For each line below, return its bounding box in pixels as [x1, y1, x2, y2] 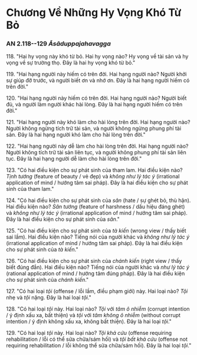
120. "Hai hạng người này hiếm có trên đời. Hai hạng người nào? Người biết [6, 95, 187, 102]
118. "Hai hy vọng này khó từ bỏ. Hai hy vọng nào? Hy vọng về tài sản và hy [6, 53, 189, 60]
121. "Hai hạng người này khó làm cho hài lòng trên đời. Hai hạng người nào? [6, 119, 191, 126]
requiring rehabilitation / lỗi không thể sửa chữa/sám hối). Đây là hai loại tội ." [6, 342, 192, 349]
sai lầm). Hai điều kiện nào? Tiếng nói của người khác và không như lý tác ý [6, 233, 190, 240]
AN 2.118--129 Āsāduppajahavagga [6, 40, 111, 48]
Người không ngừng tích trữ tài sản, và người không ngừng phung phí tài [6, 125, 182, 132]
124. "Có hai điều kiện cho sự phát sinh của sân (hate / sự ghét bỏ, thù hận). [6, 197, 191, 204]
